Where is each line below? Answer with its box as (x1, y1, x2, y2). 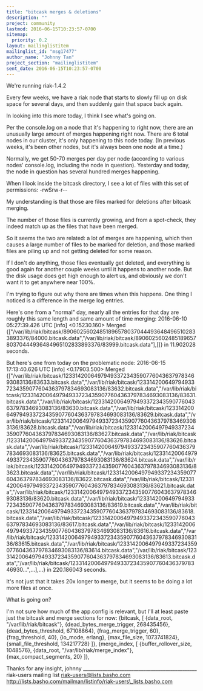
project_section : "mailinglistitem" (6, 60, 99, 66)
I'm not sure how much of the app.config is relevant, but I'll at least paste (6, 608, 189, 615)
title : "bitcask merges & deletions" (6, 9, 102, 15)
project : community (6, 20, 56, 26)
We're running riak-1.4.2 (6, 82, 67, 89)
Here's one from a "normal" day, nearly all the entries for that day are (6, 308, 179, 316)
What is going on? (6, 596, 52, 603)
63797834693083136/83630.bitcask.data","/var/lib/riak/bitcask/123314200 (6, 405, 195, 412)
